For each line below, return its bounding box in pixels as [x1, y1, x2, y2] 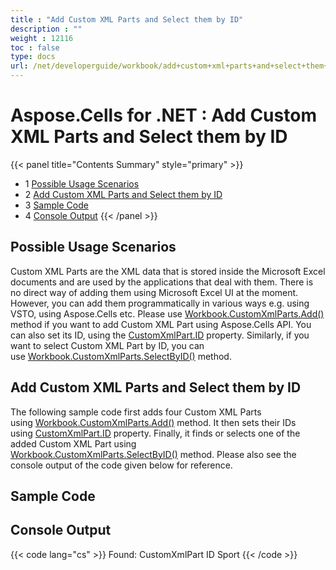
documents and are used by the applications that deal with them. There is [10, 276, 314, 288]
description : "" [10, 24, 83, 34]
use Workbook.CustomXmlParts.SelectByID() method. [10, 350, 232, 362]
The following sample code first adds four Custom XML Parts [10, 406, 262, 418]
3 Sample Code [24, 199, 89, 211]
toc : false [10, 42, 60, 53]
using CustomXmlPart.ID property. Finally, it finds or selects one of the [10, 427, 301, 439]
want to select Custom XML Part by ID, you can [10, 339, 205, 351]
